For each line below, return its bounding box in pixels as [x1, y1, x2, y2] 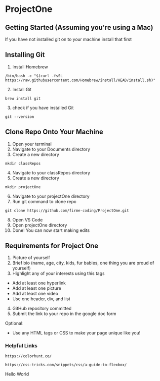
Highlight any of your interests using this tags [12, 271, 105, 276]
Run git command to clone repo [12, 198, 77, 204]
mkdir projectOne [5, 184, 41, 189]
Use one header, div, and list [12, 296, 71, 302]
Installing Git [5, 51, 45, 59]
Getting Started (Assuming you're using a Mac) [5, 23, 154, 32]
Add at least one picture [12, 285, 62, 291]
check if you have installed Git [12, 105, 74, 110]
